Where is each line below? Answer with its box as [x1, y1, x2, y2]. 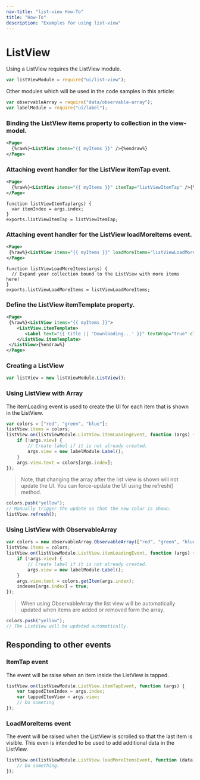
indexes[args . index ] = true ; [17, 583, 89, 589]
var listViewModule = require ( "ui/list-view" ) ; [6, 77, 127, 83]
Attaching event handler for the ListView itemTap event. [6, 165, 171, 173]
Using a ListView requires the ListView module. [6, 65, 121, 72]
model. [6, 126, 27, 134]
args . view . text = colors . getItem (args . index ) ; [17, 578, 135, 584]
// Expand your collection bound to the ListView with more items [11, 271, 180, 277]
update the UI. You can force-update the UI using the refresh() [20, 482, 174, 490]
